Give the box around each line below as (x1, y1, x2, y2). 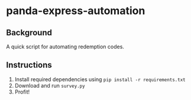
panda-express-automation (6, 4, 145, 18)
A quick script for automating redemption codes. (6, 43, 124, 50)
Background (6, 28, 52, 38)
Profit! (14, 88, 30, 95)
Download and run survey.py (14, 82, 85, 89)
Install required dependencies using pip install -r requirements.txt (14, 75, 186, 83)
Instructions (6, 60, 52, 70)
